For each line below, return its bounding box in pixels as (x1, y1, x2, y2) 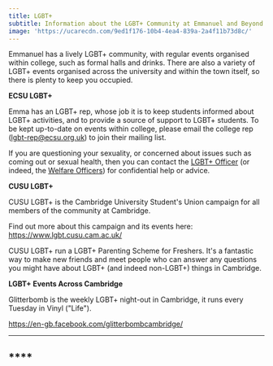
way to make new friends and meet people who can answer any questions (8, 255, 258, 264)
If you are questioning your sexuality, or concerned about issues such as (8, 148, 252, 159)
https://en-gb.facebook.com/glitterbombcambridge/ (8, 319, 184, 329)
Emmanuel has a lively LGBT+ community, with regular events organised (8, 50, 249, 59)
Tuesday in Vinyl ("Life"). (8, 303, 92, 313)
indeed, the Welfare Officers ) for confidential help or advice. (8, 166, 210, 176)
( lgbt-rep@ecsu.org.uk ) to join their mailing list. (8, 133, 167, 142)
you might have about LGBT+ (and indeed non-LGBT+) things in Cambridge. (8, 264, 262, 273)
